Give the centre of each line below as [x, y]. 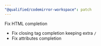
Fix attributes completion [36, 38]
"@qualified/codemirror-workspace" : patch [48, 10]
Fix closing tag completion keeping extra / [54, 33]
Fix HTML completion [26, 23]
